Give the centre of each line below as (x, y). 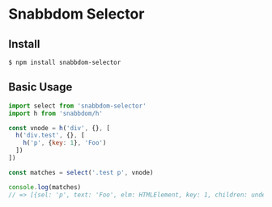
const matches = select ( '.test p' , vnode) (81, 172)
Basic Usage (40, 87)
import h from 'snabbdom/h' (56, 113)
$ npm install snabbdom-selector (65, 62)
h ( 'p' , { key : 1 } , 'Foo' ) (65, 143)
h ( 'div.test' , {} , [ (50, 135)
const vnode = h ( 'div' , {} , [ (59, 128)
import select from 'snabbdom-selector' (78, 106)
